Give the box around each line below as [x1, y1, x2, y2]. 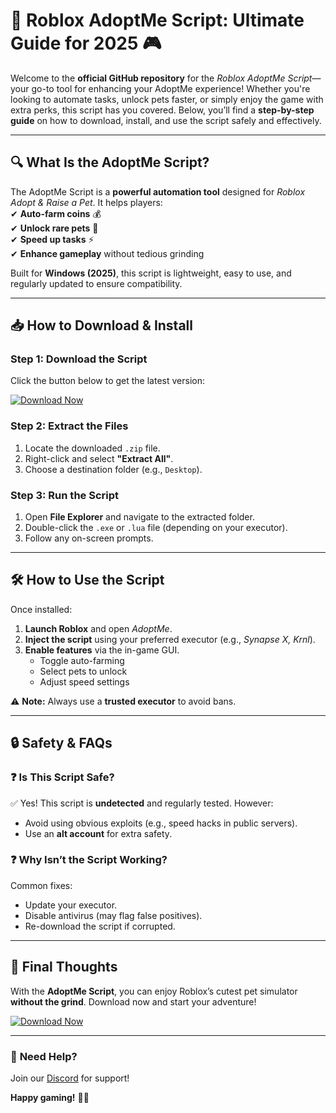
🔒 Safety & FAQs [10, 735, 113, 752]
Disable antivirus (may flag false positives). [24, 909, 203, 921]
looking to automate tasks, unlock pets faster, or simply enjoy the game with [10, 93, 324, 105]
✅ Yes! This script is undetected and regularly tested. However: [10, 797, 274, 809]
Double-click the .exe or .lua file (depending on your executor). [24, 522, 288, 534]
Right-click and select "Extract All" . [24, 452, 174, 464]
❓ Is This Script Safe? [10, 770, 115, 784]
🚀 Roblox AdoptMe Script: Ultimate [10, 9, 305, 32]
